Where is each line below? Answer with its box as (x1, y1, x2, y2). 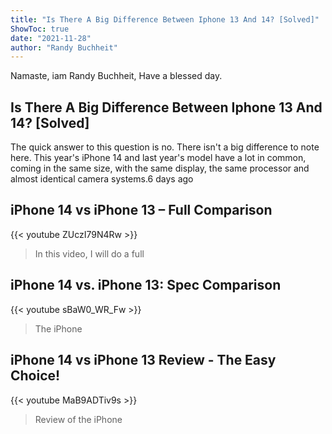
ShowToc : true (10, 24, 70, 34)
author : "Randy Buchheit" (10, 42, 118, 53)
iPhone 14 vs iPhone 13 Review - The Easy (10, 352, 277, 369)
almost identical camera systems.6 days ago (10, 173, 194, 185)
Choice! (10, 367, 61, 385)
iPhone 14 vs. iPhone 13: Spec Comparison (10, 277, 282, 294)
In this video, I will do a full (34, 247, 145, 260)
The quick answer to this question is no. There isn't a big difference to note (10, 141, 320, 153)
